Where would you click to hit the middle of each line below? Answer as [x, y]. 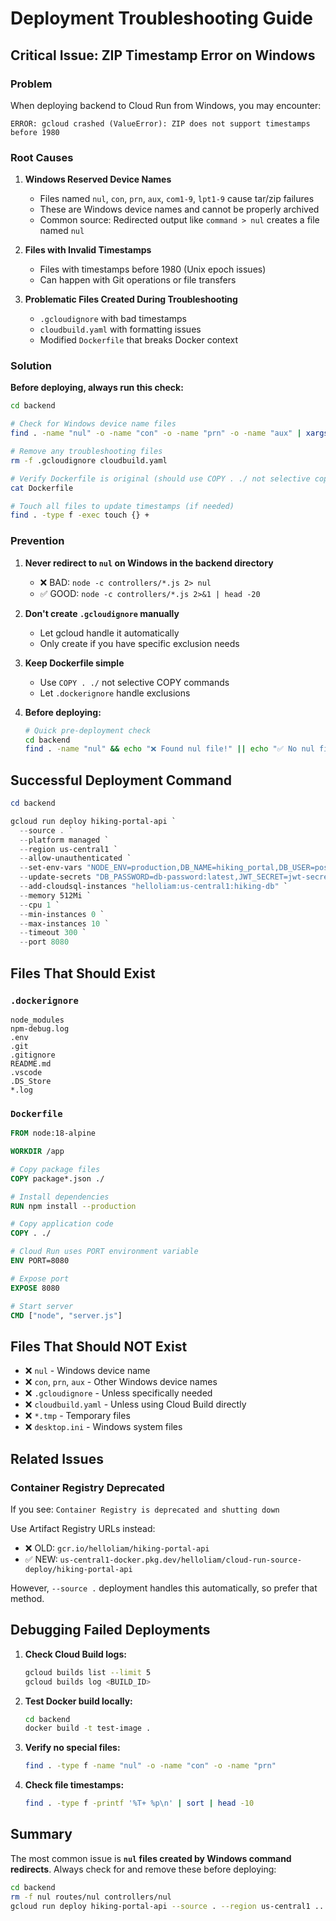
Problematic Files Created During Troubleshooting [131, 299]
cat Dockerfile [42, 488]
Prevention [37, 541]
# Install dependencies [60, 1197]
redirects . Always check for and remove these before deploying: [143, 1869]
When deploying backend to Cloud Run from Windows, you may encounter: [166, 105]
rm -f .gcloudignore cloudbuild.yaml [89, 460]
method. [27, 1598]
